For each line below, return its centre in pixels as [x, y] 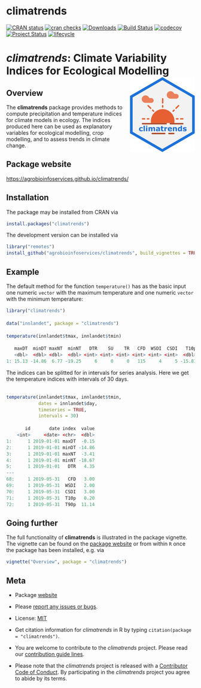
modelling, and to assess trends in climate [58, 139]
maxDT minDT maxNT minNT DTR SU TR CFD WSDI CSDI [96, 348]
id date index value [60, 429]
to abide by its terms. [41, 678]
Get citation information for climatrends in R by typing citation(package [103, 630]
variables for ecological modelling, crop [55, 132]
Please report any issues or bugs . [56, 607]
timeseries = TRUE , [62, 410]
